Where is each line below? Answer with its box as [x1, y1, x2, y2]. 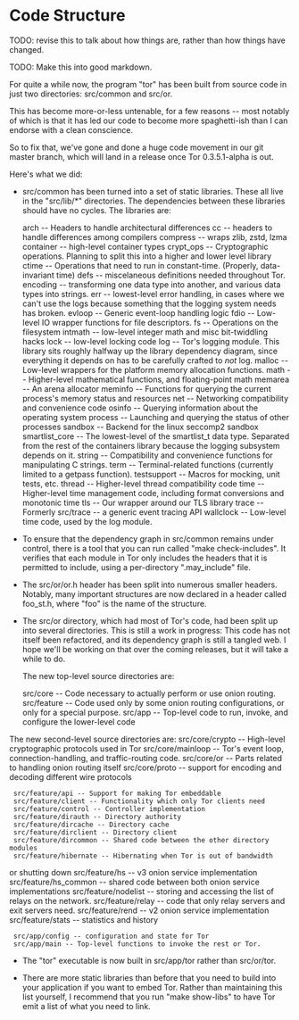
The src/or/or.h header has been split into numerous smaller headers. [21, 579, 278, 590]
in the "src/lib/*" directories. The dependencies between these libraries [21, 195, 286, 206]
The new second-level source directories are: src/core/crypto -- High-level [9, 734, 286, 744]
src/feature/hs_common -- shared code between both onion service [9, 876, 261, 887]
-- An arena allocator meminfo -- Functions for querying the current [21, 383, 271, 394]
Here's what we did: [9, 169, 83, 179]
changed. [9, 44, 45, 54]
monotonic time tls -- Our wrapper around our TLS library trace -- [21, 497, 264, 508]
